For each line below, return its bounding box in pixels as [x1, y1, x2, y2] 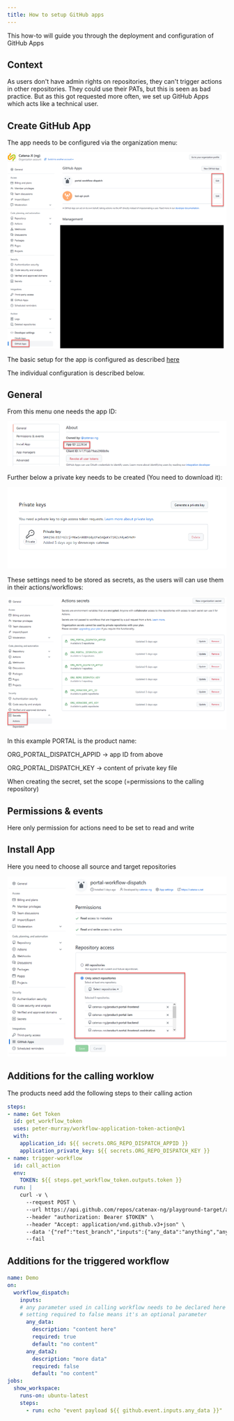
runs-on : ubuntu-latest [19, 1392, 89, 1399]
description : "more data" [32, 1355, 108, 1362]
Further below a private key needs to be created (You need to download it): [7, 473, 223, 482]
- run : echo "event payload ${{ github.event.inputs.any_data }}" [25, 1407, 223, 1414]
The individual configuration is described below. [7, 369, 145, 377]
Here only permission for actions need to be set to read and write [7, 824, 195, 832]
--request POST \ [25, 1199, 77, 1206]
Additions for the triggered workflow [7, 1255, 169, 1267]
